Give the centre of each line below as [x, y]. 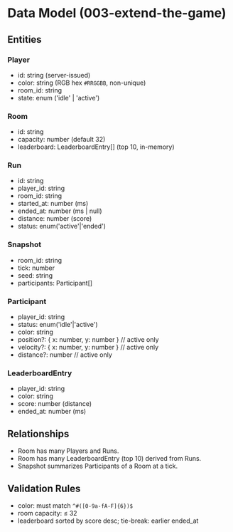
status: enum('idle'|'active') [58, 325]
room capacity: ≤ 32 [47, 513]
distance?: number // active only [65, 355]
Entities [25, 40]
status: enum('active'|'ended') [62, 226]
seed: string [35, 275]
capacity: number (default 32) [61, 140]
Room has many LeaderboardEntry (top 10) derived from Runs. [109, 459]
